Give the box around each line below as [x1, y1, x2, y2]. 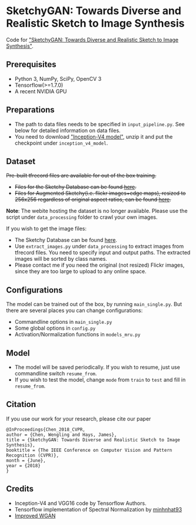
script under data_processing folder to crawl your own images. [6, 214, 158, 221]
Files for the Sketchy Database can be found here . [14, 183, 137, 191]
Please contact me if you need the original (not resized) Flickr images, [14, 261, 185, 269]
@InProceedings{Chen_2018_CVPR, [6, 426, 85, 432]
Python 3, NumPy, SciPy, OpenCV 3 [14, 75, 102, 82]
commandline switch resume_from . [14, 370, 97, 377]
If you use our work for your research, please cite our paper [6, 415, 151, 422]
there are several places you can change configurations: [6, 307, 143, 314]
